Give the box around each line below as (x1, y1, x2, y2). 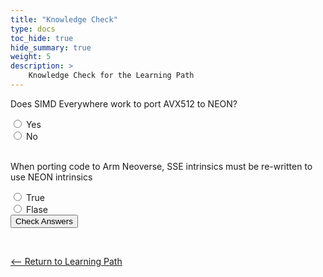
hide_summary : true (10, 42, 92, 53)
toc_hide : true (10, 33, 74, 43)
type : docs (10, 24, 56, 34)
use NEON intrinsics (10, 171, 93, 183)
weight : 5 (10, 52, 52, 62)
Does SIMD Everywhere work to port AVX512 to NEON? (10, 97, 238, 110)
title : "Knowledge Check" (10, 14, 118, 25)
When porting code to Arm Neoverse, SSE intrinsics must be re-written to (10, 160, 313, 172)
